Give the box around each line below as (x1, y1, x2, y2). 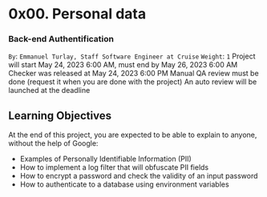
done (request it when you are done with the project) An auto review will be (8, 77, 257, 86)
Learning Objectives (8, 109, 112, 123)
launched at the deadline (8, 86, 91, 95)
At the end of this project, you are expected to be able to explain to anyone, (8, 130, 257, 140)
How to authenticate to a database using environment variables (19, 179, 230, 189)
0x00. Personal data (8, 5, 147, 23)
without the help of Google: (8, 139, 99, 148)
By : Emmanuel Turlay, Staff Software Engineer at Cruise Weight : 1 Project (8, 51, 256, 61)
